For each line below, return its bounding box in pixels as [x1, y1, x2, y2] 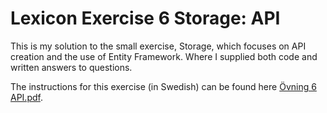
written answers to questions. [10, 61, 133, 73]
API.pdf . [10, 91, 43, 103]
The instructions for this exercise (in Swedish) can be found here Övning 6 [10, 80, 317, 92]
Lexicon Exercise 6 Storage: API [10, 7, 281, 30]
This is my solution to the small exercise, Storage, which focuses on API [10, 40, 307, 52]
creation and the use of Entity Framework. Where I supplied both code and [10, 50, 318, 62]
